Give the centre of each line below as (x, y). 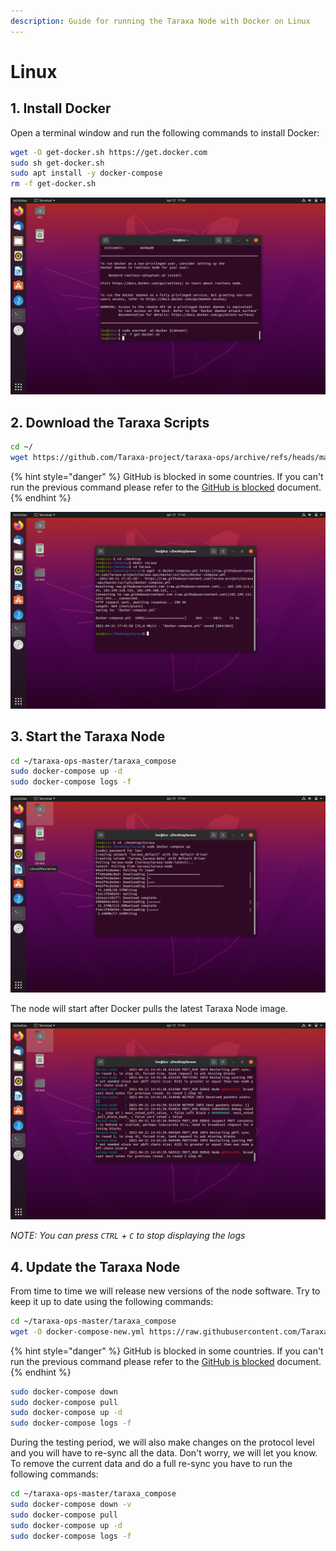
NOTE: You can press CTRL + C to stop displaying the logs (128, 1236)
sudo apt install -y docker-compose (86, 173)
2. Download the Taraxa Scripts (110, 422)
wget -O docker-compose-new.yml (77, 1331)
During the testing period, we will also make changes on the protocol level (162, 1442)
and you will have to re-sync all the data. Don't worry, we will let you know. (164, 1453)
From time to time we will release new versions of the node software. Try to (165, 1291)
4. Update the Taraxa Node (95, 1266)
